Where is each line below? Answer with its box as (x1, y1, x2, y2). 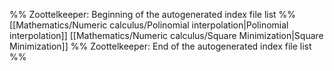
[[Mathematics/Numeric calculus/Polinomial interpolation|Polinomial (9, 19, 289, 31)
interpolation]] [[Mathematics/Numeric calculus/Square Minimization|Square (9, 30, 324, 41)
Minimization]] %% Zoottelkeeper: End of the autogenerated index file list (9, 40, 312, 52)
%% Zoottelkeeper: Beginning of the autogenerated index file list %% (9, 9, 297, 20)
